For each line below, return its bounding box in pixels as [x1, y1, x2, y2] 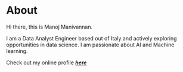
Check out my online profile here [6, 59, 87, 66]
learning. [6, 47, 28, 54]
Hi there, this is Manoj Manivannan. [6, 23, 93, 30]
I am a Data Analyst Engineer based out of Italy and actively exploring [6, 35, 177, 42]
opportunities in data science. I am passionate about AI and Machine [6, 41, 175, 48]
